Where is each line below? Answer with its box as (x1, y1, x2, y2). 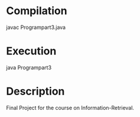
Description (6, 84, 65, 98)
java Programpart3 (6, 64, 52, 71)
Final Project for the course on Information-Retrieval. (6, 104, 135, 111)
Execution (6, 44, 57, 58)
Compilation (6, 4, 67, 18)
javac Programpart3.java (6, 24, 66, 31)
